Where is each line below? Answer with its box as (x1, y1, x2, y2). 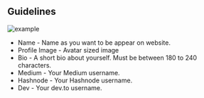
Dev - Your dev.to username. (17, 83, 102, 92)
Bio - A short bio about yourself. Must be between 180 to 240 (17, 53, 198, 62)
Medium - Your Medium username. (17, 68, 120, 77)
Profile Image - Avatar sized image (17, 45, 119, 54)
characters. (17, 60, 52, 70)
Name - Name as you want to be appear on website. (17, 38, 171, 47)
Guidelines (7, 6, 56, 18)
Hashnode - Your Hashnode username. (17, 76, 133, 85)
